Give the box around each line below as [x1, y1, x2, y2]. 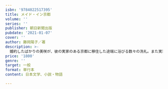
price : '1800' [5, 53, 35, 59]
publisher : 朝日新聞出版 [5, 26, 52, 31]
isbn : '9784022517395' [5, 7, 52, 12]
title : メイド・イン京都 [5, 12, 51, 17]
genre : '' [5, 58, 26, 63]
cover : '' [5, 35, 26, 40]
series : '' [5, 21, 28, 26]
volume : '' [5, 16, 28, 21]
